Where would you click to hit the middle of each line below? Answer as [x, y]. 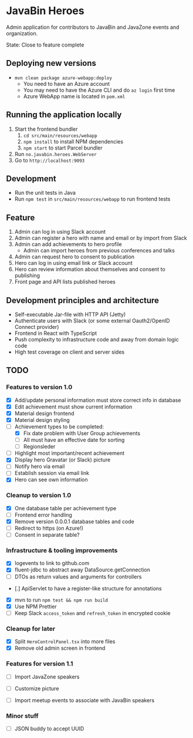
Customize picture [37, 688]
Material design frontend [44, 413]
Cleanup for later [31, 629]
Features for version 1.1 [40, 664]
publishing [27, 275]
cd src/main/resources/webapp [60, 136]
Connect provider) [37, 327]
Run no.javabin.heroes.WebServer [55, 154]
